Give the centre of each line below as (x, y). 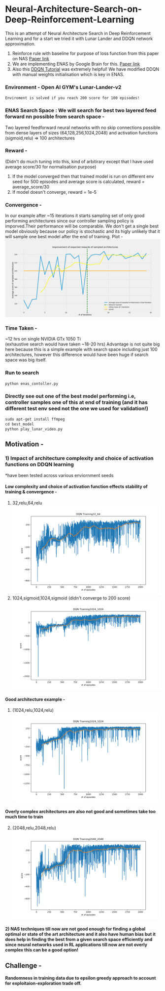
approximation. (20, 43)
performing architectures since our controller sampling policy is (69, 221)
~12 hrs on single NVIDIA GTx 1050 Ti (43, 339)
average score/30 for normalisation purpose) (51, 167)
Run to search (22, 373)
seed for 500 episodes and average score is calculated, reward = (78, 181)
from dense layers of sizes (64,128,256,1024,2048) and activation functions (82, 132)
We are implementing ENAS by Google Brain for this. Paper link (76, 64)
